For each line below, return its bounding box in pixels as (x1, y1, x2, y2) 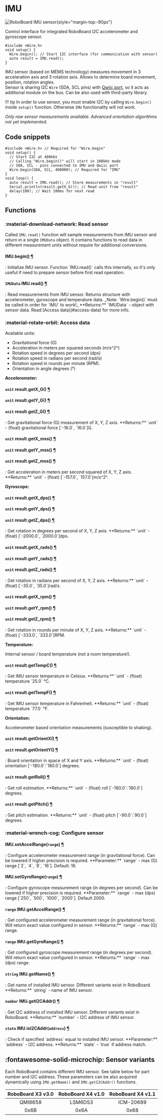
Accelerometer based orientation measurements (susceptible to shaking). (5, 724, 153, 730)
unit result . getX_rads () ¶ (5, 544, 57, 550)
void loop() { (5, 176, 34, 181)
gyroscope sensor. (5, 34, 43, 40)
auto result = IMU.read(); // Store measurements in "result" (9, 180, 138, 185)
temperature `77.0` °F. (5, 706, 49, 712)
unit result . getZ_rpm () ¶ (5, 616, 55, 622)
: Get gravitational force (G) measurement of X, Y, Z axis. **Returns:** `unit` (5, 419, 158, 425)
